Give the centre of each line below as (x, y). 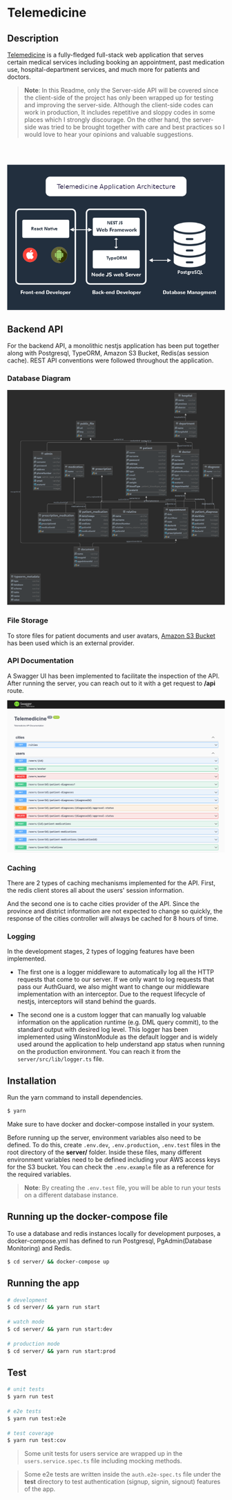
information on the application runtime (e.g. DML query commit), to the (118, 1022)
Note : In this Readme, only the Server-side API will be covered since (121, 90)
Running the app (43, 1283)
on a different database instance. (71, 1195)
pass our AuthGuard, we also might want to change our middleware (113, 987)
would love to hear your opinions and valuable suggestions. (109, 134)
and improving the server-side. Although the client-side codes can (118, 105)
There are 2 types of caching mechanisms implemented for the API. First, (112, 883)
